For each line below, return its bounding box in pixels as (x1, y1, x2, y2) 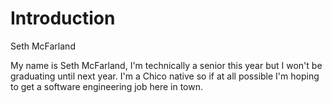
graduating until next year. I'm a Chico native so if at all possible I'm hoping (10, 70, 320, 82)
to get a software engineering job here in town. (10, 80, 203, 92)
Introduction (10, 7, 116, 30)
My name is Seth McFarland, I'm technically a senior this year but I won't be (10, 59, 323, 71)
